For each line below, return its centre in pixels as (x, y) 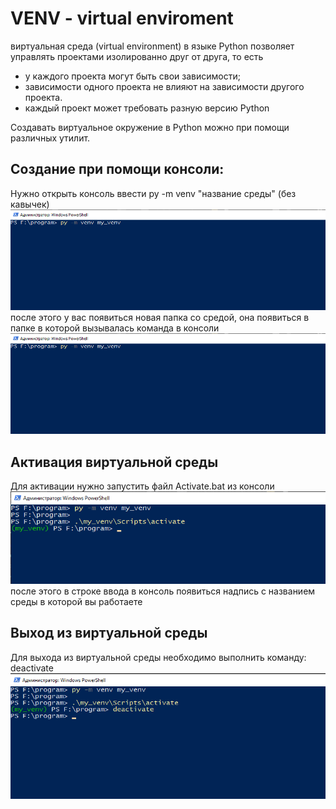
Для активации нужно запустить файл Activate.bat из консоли (142, 486)
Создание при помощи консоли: (117, 169)
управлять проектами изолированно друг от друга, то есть (137, 56)
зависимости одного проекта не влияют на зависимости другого (164, 86)
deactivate (32, 668)
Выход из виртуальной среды (109, 633)
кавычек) (30, 204)
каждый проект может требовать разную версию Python (147, 108)
